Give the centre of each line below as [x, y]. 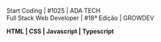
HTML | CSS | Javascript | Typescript [60, 31]
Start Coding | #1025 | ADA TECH [53, 11]
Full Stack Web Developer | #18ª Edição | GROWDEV [80, 18]
